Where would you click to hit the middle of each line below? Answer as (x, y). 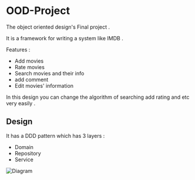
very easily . (21, 103)
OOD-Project (38, 11)
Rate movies (30, 67)
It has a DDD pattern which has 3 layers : (56, 136)
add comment (31, 79)
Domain (24, 147)
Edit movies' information (44, 85)
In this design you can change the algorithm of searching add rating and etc (98, 97)
